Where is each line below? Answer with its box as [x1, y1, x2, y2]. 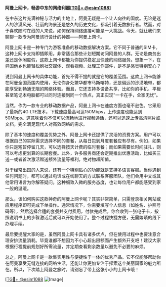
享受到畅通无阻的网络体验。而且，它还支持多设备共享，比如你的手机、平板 [9, 86, 161, 92]
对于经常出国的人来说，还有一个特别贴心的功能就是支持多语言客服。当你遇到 [5, 167, 161, 173]
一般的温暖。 [5, 186, 31, 191]
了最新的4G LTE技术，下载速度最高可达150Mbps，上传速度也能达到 [5, 109, 142, 114]
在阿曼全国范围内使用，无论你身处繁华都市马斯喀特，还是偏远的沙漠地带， [5, 80, 157, 86]
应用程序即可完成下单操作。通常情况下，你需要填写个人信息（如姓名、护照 [5, 202, 157, 208]
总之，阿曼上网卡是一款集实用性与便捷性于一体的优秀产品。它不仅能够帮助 [5, 254, 157, 260]
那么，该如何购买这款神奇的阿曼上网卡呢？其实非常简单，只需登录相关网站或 [5, 196, 161, 202]
